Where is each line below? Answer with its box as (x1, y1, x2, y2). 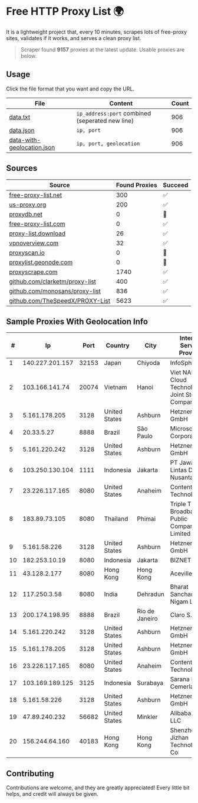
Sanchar (170, 590, 193, 598)
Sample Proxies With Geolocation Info (6, 316, 148, 326)
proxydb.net (9, 210, 43, 218)
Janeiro (137, 614, 158, 623)
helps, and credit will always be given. (6, 791, 98, 798)
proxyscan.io (9, 248, 45, 257)
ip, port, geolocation (76, 140, 140, 147)
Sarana (170, 675, 190, 684)
